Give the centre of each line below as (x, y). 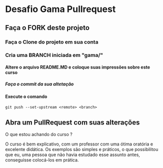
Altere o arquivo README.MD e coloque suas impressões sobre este (78, 67)
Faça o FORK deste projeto (47, 28)
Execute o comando (26, 96)
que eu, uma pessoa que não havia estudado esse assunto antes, (72, 155)
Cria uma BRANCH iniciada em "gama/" (54, 55)
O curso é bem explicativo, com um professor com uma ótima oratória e (79, 144)
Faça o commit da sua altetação (39, 84)
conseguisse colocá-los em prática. (42, 160)
